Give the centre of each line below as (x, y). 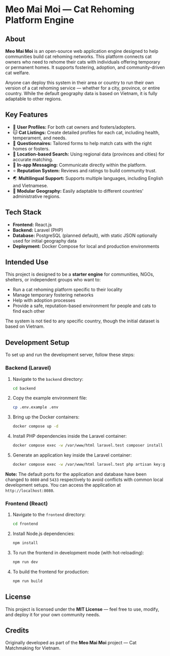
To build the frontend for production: (51, 572)
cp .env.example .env (35, 407)
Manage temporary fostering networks (53, 295)
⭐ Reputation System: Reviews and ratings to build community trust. (84, 170)
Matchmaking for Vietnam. (33, 648)
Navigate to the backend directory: (48, 379)
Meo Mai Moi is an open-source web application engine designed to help (82, 51)
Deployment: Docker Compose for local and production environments (86, 246)
